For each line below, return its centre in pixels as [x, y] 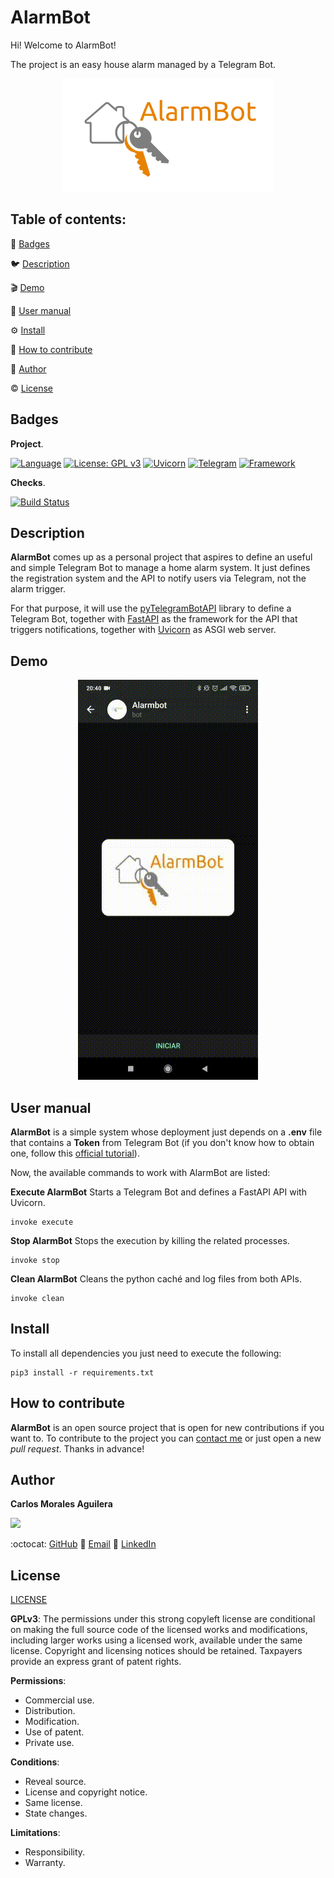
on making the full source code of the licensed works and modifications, [159, 1630]
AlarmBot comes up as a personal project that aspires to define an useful [161, 557]
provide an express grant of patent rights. [96, 1662]
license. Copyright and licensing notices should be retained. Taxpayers [156, 1651]
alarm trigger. [38, 589]
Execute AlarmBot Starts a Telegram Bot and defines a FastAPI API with [158, 1192]
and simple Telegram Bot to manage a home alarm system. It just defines [160, 568]
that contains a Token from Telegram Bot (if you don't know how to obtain [162, 1142]
